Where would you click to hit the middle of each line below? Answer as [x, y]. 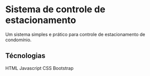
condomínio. [18, 40]
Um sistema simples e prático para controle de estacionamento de [75, 34]
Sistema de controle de [56, 9]
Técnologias [25, 56]
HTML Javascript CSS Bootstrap [39, 68]
